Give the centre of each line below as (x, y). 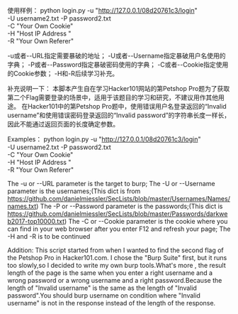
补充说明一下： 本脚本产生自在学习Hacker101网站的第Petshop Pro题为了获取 (119, 88)
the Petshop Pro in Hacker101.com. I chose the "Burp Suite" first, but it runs (117, 258)
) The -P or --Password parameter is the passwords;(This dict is (130, 206)
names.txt (22, 206)
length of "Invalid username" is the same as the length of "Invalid (102, 288)
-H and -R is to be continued (49, 236)
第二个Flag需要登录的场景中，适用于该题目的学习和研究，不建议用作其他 (113, 97)
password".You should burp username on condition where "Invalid (104, 296)
